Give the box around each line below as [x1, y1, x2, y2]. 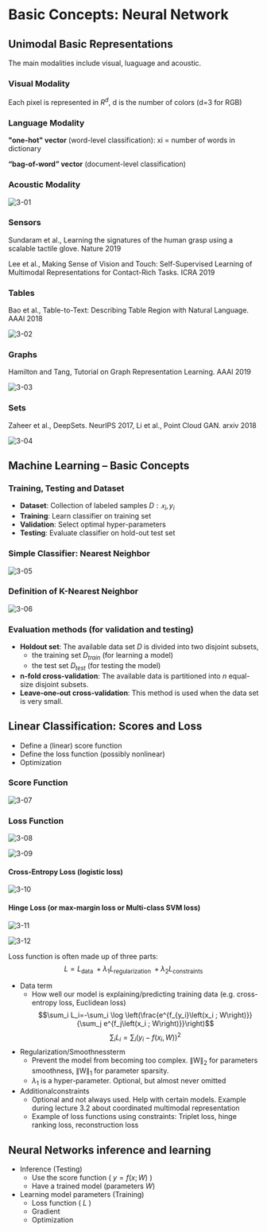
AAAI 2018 [8, 314, 43, 324]
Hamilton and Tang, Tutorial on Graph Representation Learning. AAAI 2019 [8, 367, 252, 377]
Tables [8, 287, 35, 298]
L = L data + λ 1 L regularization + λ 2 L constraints [64, 964, 203, 975]
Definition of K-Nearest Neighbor [8, 586, 139, 597]
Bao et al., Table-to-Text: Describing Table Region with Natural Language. [8, 305, 249, 315]
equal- [228, 670, 250, 681]
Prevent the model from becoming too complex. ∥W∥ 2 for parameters [31, 1055, 258, 1067]
